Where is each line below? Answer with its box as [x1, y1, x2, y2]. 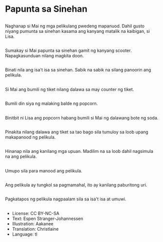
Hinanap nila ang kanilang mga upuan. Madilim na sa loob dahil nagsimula [5, 148, 154, 154]
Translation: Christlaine [12, 226, 59, 232]
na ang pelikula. [5, 153, 37, 160]
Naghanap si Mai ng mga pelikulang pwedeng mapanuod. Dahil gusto [5, 23, 145, 29]
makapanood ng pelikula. [5, 134, 56, 140]
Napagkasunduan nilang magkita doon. [5, 52, 84, 58]
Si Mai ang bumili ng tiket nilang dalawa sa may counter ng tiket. [5, 86, 134, 92]
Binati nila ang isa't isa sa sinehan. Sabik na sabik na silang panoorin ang [5, 67, 151, 73]
